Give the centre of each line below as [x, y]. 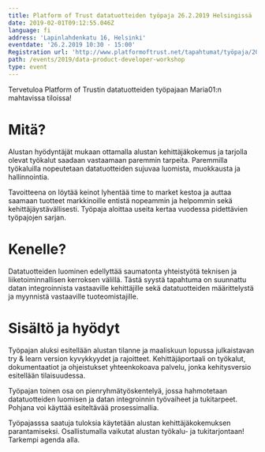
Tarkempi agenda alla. [44, 439]
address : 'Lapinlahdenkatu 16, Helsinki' [77, 38]
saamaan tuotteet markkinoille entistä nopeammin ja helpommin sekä [120, 200]
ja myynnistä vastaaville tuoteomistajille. [73, 296]
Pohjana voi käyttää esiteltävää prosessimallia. [84, 407]
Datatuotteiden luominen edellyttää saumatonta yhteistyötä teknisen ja [123, 271]
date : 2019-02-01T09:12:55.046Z [61, 23]
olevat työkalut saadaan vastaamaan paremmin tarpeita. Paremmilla [118, 160]
